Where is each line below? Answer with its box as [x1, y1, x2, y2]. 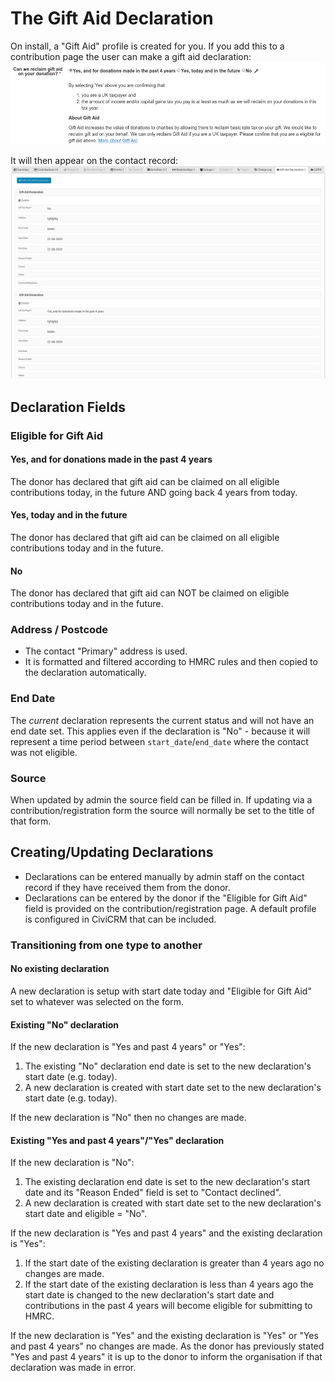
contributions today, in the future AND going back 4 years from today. [10, 486, 298, 498]
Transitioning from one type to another [10, 938, 203, 952]
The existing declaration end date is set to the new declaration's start [24, 1176, 311, 1188]
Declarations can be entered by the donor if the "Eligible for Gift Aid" [24, 892, 308, 904]
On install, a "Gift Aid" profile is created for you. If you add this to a [10, 40, 285, 52]
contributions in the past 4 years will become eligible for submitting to [24, 1300, 313, 1312]
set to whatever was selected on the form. [10, 995, 185, 1007]
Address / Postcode [10, 623, 109, 637]
